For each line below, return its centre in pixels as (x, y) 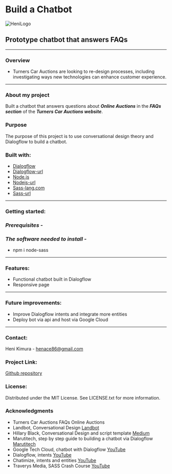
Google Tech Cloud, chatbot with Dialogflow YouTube (69, 449)
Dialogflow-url (28, 171)
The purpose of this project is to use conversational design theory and (79, 136)
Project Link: (21, 362)
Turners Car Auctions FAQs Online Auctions (59, 422)
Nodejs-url (24, 182)
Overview (18, 60)
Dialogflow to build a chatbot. (36, 142)
